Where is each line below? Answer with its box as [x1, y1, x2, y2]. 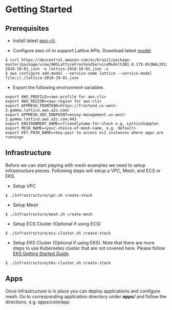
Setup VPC [12, 183, 36, 189]
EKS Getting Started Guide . [12, 250, 70, 257]
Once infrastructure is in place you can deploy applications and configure [5, 288, 160, 294]
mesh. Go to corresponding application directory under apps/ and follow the [5, 293, 167, 299]
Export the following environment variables [12, 85, 103, 90]
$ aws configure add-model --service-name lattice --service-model [5, 71, 153, 76]
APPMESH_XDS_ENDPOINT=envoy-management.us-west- [21, 112, 127, 117]
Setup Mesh [12, 201, 38, 208]
